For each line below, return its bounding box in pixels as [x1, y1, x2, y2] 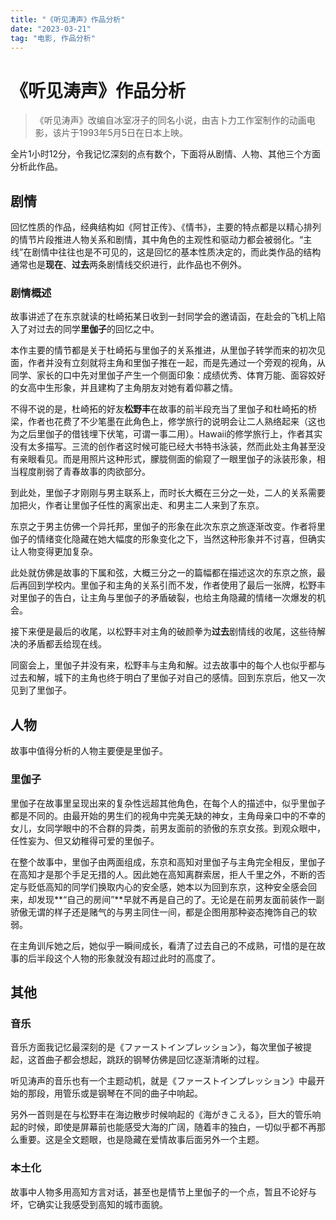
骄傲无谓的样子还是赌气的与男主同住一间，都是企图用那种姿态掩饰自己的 [10, 906, 308, 918]
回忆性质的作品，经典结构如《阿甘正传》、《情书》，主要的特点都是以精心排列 [10, 221, 322, 233]
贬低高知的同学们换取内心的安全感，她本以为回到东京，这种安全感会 [27, 881, 308, 893]
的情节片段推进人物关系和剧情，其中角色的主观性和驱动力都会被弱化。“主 [10, 234, 313, 246]
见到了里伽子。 [10, 684, 72, 696]
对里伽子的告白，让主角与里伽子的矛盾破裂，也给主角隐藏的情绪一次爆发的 [10, 592, 317, 604]
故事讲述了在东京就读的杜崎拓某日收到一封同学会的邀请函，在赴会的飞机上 [10, 311, 317, 323]
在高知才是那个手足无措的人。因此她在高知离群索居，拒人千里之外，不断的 [10, 868, 317, 880]
